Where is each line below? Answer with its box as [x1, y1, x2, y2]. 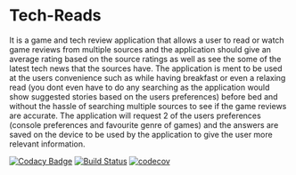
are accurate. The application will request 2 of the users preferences [9, 110, 261, 121]
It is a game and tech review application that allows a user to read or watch [9, 35, 284, 45]
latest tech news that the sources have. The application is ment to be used [9, 63, 283, 74]
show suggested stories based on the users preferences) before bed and [9, 91, 278, 102]
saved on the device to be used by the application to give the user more [9, 129, 274, 139]
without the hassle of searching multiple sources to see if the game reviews [9, 100, 287, 111]
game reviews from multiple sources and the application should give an [9, 44, 272, 54]
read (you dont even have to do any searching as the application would [9, 82, 270, 92]
